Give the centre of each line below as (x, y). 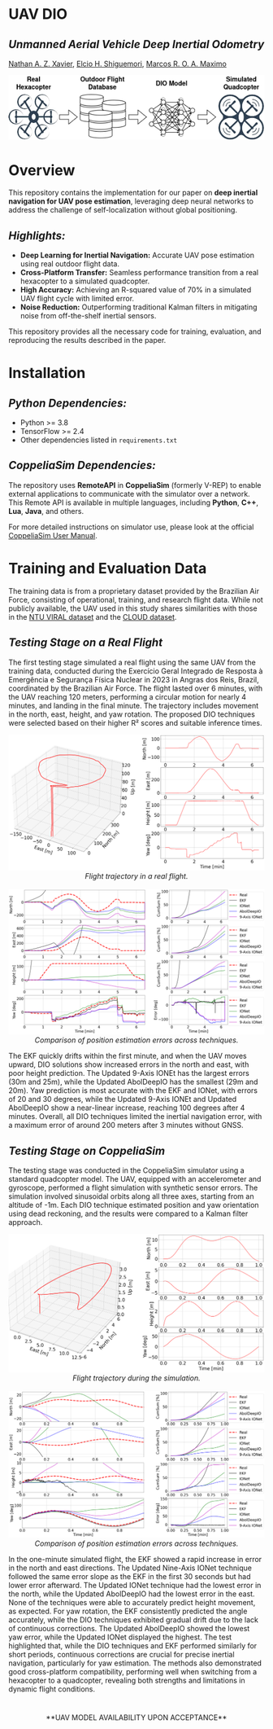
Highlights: (37, 236)
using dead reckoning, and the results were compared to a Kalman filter (128, 1213)
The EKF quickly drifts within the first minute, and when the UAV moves (128, 1056)
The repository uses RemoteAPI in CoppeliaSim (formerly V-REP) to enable (135, 485)
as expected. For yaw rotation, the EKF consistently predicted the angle (128, 1611)
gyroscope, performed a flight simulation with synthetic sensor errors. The (133, 1188)
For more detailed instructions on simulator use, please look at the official (131, 527)
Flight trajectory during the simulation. (136, 1378)
